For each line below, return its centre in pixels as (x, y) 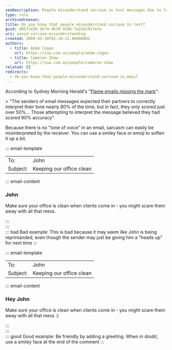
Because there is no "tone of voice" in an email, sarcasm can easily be (80, 127)
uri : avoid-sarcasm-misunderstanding (46, 34)
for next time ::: (21, 243)
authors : (15, 44)
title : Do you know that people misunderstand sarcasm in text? (75, 24)
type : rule (17, 15)
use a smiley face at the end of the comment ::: (55, 342)
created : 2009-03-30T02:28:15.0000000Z (48, 39)
